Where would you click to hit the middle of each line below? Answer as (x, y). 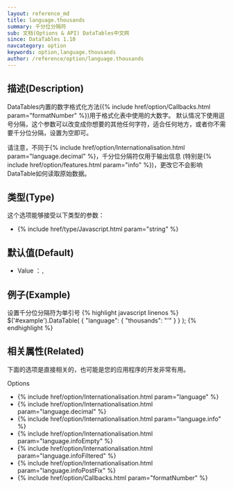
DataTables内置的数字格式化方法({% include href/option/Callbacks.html (109, 106)
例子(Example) (39, 294)
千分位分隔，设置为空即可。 (52, 132)
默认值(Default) (41, 253)
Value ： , (31, 271)
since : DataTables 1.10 (42, 40)
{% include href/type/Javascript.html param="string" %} (98, 229)
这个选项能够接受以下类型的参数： (56, 215)
